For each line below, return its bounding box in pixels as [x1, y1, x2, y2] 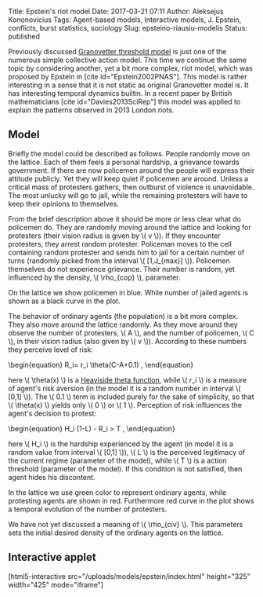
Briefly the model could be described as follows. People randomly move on [8, 148, 250, 158]
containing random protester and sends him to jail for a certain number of [8, 247, 245, 257]
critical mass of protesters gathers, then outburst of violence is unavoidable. [8, 182, 254, 192]
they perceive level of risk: [8, 345, 94, 354]
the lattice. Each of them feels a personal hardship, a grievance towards [8, 157, 240, 167]
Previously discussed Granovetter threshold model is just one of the [8, 47, 227, 56]
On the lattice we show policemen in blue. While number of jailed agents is [8, 288, 249, 297]
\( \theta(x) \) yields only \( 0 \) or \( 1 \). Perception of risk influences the [8, 400, 243, 409]
